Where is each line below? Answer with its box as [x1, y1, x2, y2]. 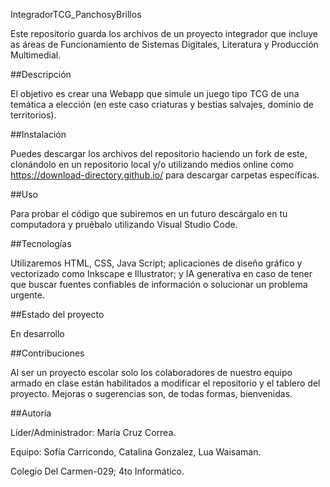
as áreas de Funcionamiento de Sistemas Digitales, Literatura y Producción [10, 39, 319, 50]
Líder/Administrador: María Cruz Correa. [10, 427, 177, 438]
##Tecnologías [10, 238, 72, 249]
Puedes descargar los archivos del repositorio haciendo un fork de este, [10, 148, 308, 159]
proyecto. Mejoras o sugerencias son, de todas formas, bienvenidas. [10, 388, 293, 399]
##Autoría [10, 407, 52, 419]
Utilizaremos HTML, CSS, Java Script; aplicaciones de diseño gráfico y [10, 257, 303, 269]
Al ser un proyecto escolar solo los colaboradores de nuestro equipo [10, 367, 293, 378]
